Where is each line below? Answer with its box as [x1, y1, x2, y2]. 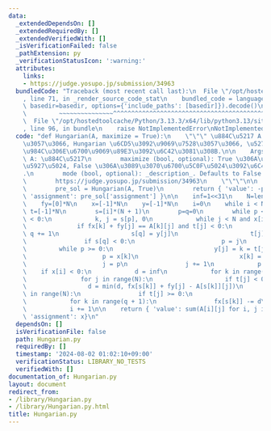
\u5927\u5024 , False [23, 163, 92, 171]
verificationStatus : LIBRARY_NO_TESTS [15, 357, 147, 366]
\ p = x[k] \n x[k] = [23, 252, 262, 260]
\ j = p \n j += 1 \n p [23, 260, 262, 268]
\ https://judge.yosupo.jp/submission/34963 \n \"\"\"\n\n [23, 177, 258, 186]
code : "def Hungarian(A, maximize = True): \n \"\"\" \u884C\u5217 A [15, 132, 262, 140]
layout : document [8, 380, 67, 388]
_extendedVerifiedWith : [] [15, 34, 106, 43]
